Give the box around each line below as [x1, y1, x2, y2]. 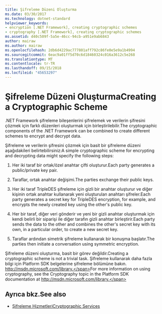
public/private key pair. [12, 167, 58, 173]
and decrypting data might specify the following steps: [5, 152, 114, 158]
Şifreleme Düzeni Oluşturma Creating [5, 91, 157, 102]
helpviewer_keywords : [5, 20, 49, 26]
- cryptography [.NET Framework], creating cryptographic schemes [5, 30, 142, 34]
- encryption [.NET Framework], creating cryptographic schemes [5, 25, 137, 30]
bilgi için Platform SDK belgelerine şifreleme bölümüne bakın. [5, 261, 127, 266]
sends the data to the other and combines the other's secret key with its [12, 221, 156, 227]
